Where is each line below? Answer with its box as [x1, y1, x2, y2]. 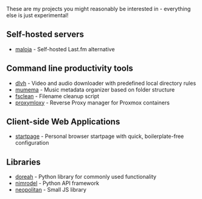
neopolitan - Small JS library [15, 186, 87, 194]
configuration [15, 139, 49, 147]
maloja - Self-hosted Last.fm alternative [15, 45, 115, 52]
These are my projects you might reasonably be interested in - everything [6, 5, 191, 12]
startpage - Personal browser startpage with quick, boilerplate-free [15, 132, 184, 140]
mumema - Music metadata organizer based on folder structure [15, 85, 175, 93]
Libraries [6, 157, 41, 167]
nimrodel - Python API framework [15, 179, 99, 187]
